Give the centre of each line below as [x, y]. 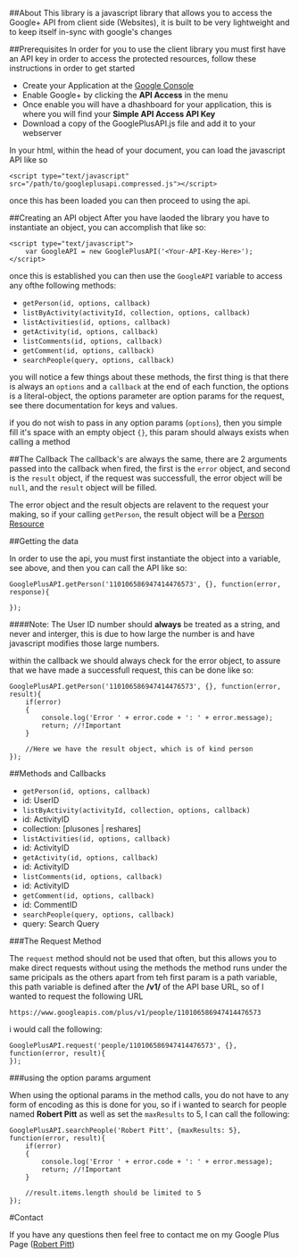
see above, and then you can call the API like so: [98, 568]
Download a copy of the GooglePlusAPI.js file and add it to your [139, 123]
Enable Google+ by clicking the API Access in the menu [125, 95]
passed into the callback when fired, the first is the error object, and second [150, 469]
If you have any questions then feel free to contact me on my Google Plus [144, 1235]
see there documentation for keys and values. [94, 405]
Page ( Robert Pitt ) [42, 1244]
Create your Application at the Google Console [108, 85]
